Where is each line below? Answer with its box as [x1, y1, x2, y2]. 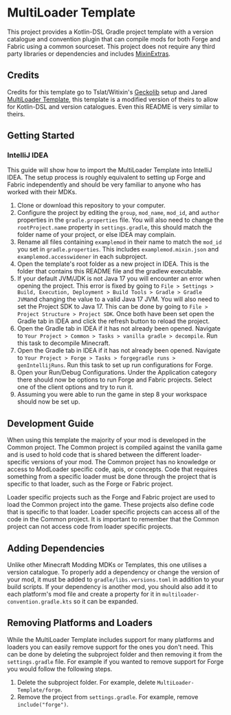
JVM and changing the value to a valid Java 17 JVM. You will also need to [16, 295, 220, 304]
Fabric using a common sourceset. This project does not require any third [7, 42, 215, 50]
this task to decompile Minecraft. [16, 339, 111, 347]
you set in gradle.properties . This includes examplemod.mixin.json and [16, 245, 219, 253]
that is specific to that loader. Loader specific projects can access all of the [7, 508, 220, 516]
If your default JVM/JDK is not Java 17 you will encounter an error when [16, 274, 221, 283]
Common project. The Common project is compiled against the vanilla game [7, 443, 223, 452]
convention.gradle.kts [7, 599, 72, 605]
